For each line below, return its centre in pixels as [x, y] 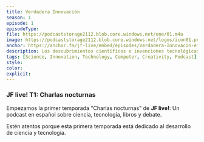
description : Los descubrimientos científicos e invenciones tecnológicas [103, 51]
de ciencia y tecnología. [36, 132]
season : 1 [19, 18]
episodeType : [23, 29]
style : [15, 62]
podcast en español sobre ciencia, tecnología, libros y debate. [84, 114]
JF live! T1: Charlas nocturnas [51, 95]
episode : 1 [20, 23]
